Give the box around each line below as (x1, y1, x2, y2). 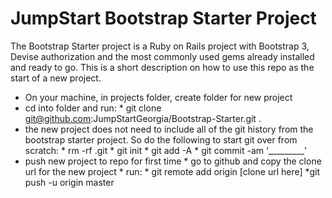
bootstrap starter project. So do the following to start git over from (24, 133, 298, 146)
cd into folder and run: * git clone (24, 102, 162, 114)
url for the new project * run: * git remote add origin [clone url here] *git (24, 165, 321, 177)
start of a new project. (10, 72, 102, 84)
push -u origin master (24, 176, 115, 188)
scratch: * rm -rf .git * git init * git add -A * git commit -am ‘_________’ (24, 144, 307, 156)
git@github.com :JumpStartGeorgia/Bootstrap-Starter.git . (24, 112, 262, 124)
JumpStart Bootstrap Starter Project (10, 7, 317, 30)
